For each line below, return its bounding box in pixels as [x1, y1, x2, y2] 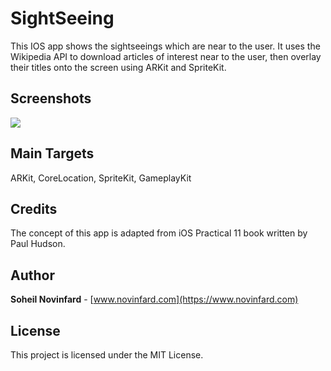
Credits [10, 200, 58, 217]
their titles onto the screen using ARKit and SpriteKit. [10, 61, 227, 73]
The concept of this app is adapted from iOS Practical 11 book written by [10, 227, 308, 239]
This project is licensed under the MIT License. [10, 349, 204, 361]
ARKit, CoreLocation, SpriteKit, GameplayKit [10, 172, 192, 184]
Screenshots [10, 90, 92, 107]
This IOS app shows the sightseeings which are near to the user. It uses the [10, 40, 321, 52]
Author [10, 267, 55, 284]
